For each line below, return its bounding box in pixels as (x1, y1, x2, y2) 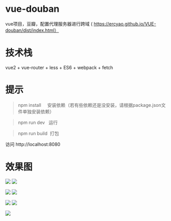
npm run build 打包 (17, 130, 59, 136)
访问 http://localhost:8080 (5, 141, 61, 147)
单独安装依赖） (22, 108, 54, 115)
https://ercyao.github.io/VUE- (93, 21, 157, 27)
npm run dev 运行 (17, 119, 58, 125)
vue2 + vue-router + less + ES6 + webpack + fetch (5, 64, 113, 70)
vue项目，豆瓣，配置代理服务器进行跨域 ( (5, 21, 93, 27)
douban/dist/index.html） (5, 27, 59, 33)
